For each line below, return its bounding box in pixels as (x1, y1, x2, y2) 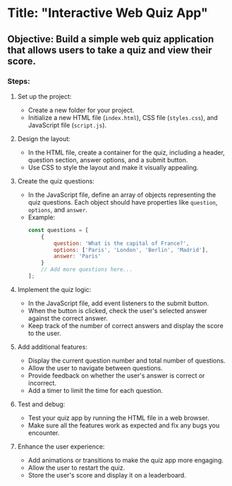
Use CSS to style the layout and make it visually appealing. (28, 163, 199, 171)
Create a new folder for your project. (28, 106, 135, 114)
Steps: (7, 76, 30, 86)
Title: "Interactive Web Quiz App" (7, 5, 208, 21)
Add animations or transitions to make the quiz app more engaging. (28, 456, 224, 464)
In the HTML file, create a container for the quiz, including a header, (28, 148, 226, 157)
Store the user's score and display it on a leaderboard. (28, 470, 187, 479)
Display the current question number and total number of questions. (28, 356, 226, 365)
